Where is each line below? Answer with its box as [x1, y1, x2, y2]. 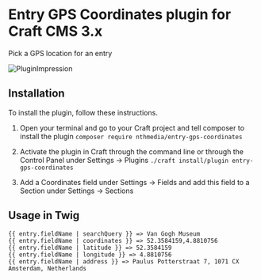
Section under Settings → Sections [19, 186, 134, 195]
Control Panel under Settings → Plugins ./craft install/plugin [19, 155, 228, 165]
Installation [8, 87, 65, 100]
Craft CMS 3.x [8, 22, 103, 40]
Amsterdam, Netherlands [8, 264, 87, 272]
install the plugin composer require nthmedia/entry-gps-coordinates [19, 131, 243, 141]
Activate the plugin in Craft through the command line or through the [19, 146, 244, 156]
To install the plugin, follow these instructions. [8, 108, 159, 117]
